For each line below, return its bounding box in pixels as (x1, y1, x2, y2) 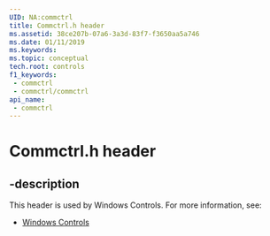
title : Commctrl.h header (9, 21, 104, 30)
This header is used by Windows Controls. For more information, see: (9, 200, 263, 210)
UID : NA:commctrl (9, 12, 73, 22)
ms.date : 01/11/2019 (9, 37, 86, 47)
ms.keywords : (9, 46, 58, 55)
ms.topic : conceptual (9, 54, 89, 63)
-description (9, 176, 80, 191)
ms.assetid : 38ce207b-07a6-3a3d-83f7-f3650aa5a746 (9, 29, 200, 38)
